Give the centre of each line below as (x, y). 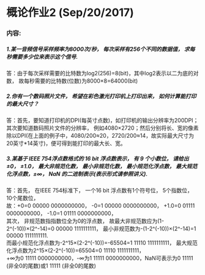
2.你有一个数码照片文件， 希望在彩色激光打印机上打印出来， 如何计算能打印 (102, 96)
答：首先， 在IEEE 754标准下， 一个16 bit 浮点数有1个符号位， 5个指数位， (99, 190)
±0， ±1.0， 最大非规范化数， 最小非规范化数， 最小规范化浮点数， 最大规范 (102, 166)
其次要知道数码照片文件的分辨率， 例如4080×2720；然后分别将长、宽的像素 (102, 128)
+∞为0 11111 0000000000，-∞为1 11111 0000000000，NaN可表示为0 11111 (100, 258)
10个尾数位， (23, 198)
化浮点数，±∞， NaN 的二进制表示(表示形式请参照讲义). (77, 174)
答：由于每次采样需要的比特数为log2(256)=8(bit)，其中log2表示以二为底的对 (102, 73)
